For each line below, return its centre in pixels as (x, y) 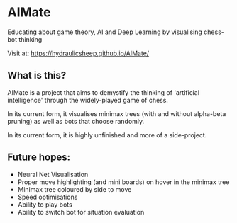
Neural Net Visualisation (53, 174)
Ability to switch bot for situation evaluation (81, 212)
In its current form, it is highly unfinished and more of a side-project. (107, 135)
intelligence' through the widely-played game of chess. (88, 100)
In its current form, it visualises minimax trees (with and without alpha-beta (117, 113)
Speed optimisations (48, 197)
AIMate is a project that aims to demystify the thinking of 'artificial (104, 92)
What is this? (37, 75)
